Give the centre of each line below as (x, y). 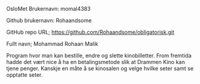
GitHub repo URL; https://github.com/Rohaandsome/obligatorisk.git (90, 32)
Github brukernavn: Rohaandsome (49, 20)
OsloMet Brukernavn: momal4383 (48, 9)
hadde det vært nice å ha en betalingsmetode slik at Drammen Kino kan (96, 62)
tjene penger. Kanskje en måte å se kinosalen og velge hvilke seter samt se (100, 68)
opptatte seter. (25, 75)
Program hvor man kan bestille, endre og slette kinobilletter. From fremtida (99, 56)
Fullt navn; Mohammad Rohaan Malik (52, 44)
